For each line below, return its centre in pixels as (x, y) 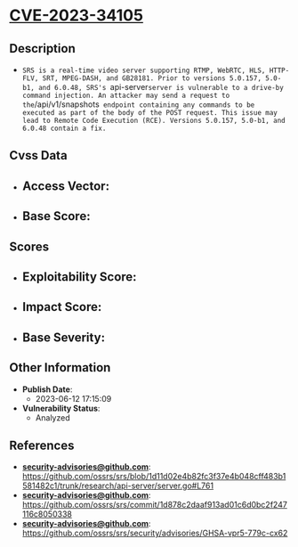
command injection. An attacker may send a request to (126, 95)
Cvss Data (39, 155)
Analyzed (52, 417)
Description (42, 49)
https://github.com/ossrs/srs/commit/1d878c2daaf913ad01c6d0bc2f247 (154, 505)
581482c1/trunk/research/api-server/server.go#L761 (118, 486)
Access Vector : (65, 186)
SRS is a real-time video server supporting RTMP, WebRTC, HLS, (144, 70)
